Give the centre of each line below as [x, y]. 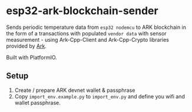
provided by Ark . [27, 46]
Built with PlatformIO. [32, 57]
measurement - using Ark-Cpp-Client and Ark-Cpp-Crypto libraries [87, 39]
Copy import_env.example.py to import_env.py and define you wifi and [100, 96]
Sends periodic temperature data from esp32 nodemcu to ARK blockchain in [96, 27]
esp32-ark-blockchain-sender [82, 11]
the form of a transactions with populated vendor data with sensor [86, 33]
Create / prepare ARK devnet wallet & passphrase [75, 90]
